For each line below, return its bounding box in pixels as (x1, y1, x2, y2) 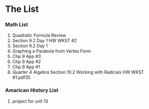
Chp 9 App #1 (12, 64, 40, 70)
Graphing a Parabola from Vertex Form (12, 48, 91, 54)
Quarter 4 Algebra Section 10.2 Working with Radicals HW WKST (12, 69, 144, 75)
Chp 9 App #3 (12, 54, 41, 59)
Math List (5, 21, 28, 28)
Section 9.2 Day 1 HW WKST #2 (12, 38, 77, 44)
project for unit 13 (12, 98, 48, 104)
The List (5, 3, 39, 15)
